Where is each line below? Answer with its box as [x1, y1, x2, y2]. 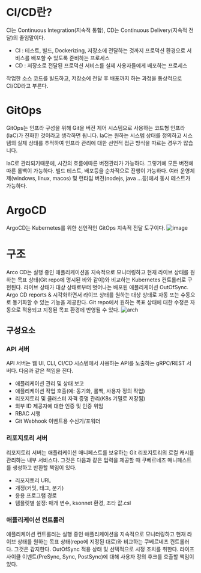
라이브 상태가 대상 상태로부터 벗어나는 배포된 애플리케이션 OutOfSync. [23, 283, 189, 290]
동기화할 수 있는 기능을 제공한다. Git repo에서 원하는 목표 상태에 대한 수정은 [12, 298, 189, 305]
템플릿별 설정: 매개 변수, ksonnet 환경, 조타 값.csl [14, 499, 131, 506]
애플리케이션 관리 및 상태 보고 [14, 380, 84, 387]
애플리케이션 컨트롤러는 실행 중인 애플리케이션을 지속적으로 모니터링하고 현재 [6, 530, 186, 538]
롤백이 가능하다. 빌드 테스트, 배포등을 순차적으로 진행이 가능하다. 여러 [17, 167, 179, 174]
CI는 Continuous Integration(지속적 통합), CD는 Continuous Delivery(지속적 [6, 26, 188, 34]
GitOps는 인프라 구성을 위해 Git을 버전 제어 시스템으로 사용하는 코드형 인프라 [6, 124, 185, 131]
